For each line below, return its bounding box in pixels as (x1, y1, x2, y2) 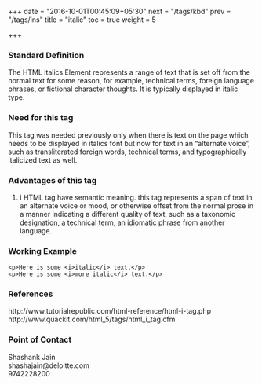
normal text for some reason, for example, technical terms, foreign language (8, 76, 255, 86)
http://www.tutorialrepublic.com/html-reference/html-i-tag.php (8, 306, 212, 316)
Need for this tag (8, 112, 74, 123)
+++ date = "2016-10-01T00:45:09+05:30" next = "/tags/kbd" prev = (8, 7, 231, 16)
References (8, 288, 53, 299)
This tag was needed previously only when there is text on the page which (8, 130, 249, 140)
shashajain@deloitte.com (8, 361, 90, 370)
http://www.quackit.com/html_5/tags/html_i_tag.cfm (8, 314, 176, 324)
